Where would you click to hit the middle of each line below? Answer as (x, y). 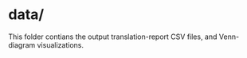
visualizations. (60, 44)
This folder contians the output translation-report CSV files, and (113, 37)
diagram (22, 44)
